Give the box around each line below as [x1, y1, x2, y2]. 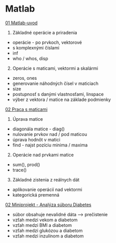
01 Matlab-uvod [5, 20, 38, 26]
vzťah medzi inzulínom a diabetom [12, 233, 84, 239]
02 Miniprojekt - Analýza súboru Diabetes [5, 202, 91, 208]
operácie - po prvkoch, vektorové [12, 39, 82, 45]
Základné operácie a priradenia [12, 29, 77, 35]
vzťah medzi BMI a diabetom [12, 222, 72, 228]
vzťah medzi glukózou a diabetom [12, 227, 83, 233]
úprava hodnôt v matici [12, 136, 60, 142]
